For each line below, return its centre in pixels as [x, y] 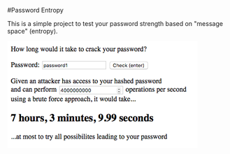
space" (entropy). [33, 31]
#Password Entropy [36, 10]
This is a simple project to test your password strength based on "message [115, 23]
